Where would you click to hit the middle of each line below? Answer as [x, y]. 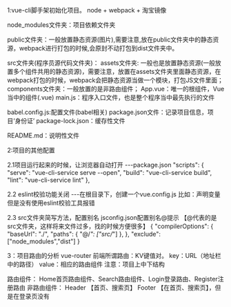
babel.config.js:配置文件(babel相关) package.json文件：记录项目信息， [108, 112]
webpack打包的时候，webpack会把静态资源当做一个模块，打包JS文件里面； [115, 80]
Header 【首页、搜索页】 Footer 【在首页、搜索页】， [140, 288]
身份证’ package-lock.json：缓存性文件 [70, 121]
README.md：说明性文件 [43, 136]
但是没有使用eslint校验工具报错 [51, 203]
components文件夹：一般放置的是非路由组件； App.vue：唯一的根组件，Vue [116, 89]
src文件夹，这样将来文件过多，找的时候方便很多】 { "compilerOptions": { [110, 226]
